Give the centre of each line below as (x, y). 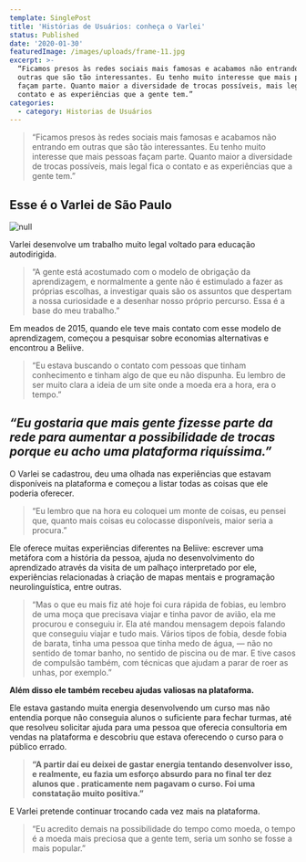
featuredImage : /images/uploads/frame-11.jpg (97, 52)
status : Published (44, 35)
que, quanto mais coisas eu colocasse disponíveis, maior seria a (152, 520)
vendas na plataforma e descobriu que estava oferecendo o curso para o (147, 737)
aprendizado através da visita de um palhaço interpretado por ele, (133, 567)
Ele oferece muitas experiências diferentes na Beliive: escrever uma (137, 548)
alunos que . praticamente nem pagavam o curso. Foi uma (143, 783)
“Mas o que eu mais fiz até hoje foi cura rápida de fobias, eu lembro (159, 604)
